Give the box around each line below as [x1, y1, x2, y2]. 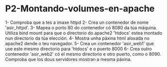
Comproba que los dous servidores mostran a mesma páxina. [5, 56, 132, 62]
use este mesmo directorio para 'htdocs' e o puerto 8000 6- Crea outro [5, 46, 152, 52]
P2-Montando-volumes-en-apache [5, 3, 155, 14]
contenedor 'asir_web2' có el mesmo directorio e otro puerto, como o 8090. [5, 51, 162, 57]
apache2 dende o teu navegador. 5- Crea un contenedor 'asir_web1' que [5, 40, 154, 46]
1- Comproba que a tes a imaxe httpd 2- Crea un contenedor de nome [5, 19, 149, 25]
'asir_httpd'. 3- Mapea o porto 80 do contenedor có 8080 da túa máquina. [5, 24, 158, 30]
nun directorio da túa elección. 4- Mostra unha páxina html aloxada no [5, 35, 150, 41]
